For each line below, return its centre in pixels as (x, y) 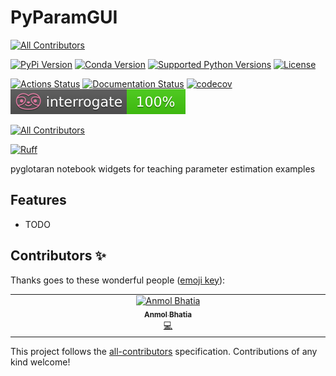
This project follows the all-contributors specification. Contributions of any (164, 351)
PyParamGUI (64, 17)
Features (38, 200)
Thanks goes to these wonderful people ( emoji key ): (118, 280)
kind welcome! (40, 362)
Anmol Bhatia (168, 315)
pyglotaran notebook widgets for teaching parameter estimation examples (163, 168)
